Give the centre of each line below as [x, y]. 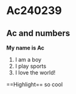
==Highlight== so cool [34, 84]
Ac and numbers [38, 33]
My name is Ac [25, 48]
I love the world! [35, 73]
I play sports [31, 66]
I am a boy [28, 60]
